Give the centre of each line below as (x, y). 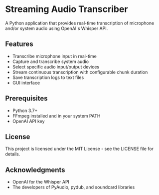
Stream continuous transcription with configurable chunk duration (80, 72)
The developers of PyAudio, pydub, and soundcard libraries (74, 187)
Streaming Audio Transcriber (67, 9)
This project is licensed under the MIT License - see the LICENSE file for (79, 149)
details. (13, 154)
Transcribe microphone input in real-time (55, 56)
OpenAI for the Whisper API (41, 182)
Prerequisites (26, 98)
